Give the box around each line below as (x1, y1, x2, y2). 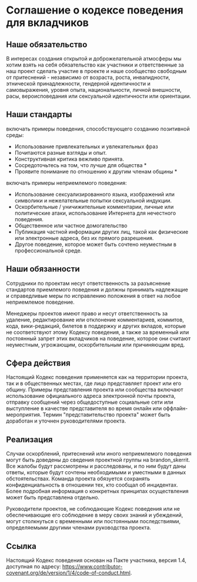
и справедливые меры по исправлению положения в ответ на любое (6, 292, 181, 299)
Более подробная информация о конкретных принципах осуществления (6, 488, 189, 495)
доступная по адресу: (6, 563, 61, 570)
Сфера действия (6, 358, 71, 368)
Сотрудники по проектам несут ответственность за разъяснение (6, 280, 171, 287)
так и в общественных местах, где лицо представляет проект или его (6, 380, 182, 387)
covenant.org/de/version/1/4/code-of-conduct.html (6, 569, 131, 577)
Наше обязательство (6, 39, 88, 49)
